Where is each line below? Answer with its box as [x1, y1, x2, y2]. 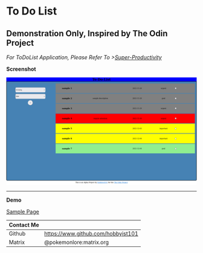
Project [6, 37, 34, 48]
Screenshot [6, 65, 36, 72]
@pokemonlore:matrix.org [44, 239, 109, 246]
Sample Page [6, 208, 39, 215]
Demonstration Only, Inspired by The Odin [6, 28, 168, 39]
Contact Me [8, 222, 39, 228]
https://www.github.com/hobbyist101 [44, 230, 139, 237]
